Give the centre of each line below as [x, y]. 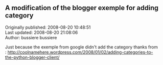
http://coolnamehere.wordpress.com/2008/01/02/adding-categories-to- [80, 52]
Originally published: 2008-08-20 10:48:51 [48, 27]
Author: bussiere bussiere [31, 37]
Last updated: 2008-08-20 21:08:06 [42, 32]
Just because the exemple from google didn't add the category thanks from [81, 47]
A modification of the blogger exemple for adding [82, 8]
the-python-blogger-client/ [32, 57]
